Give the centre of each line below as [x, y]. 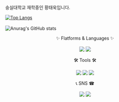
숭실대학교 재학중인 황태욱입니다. [38, 7]
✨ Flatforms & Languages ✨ [85, 38]
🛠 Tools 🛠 [85, 60]
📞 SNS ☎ [85, 83]
